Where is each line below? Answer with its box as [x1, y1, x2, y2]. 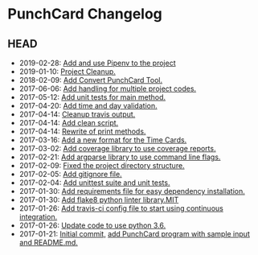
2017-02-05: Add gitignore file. [18, 170, 122, 179]
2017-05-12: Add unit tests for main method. [18, 93, 166, 101]
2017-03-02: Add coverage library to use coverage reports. [18, 144, 216, 153]
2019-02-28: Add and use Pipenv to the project [18, 58, 176, 68]
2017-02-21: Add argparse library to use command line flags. [18, 152, 221, 162]
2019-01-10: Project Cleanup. [18, 67, 116, 76]
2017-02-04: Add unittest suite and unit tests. [18, 178, 170, 187]
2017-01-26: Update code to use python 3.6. [18, 220, 166, 230]
